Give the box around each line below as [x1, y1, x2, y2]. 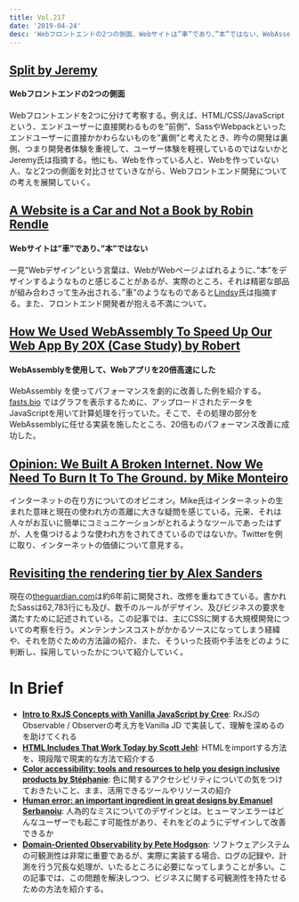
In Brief [9, 678, 64, 698]
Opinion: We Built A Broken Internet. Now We [9, 456, 264, 472]
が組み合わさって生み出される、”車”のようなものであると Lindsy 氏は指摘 [9, 287, 270, 297]
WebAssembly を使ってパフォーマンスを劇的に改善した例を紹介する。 [9, 386, 267, 396]
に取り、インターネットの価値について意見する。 [9, 540, 189, 550]
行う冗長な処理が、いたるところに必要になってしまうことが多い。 [37, 861, 279, 872]
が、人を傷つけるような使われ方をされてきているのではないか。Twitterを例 [9, 528, 283, 539]
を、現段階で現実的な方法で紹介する [21, 753, 156, 764]
